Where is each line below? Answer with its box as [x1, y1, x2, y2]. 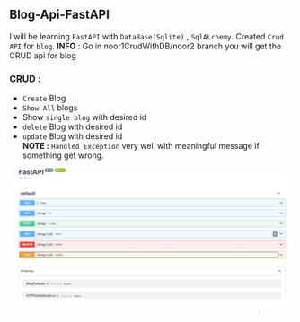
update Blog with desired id [22, 131, 123, 142]
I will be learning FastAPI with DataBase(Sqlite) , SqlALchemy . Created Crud [9, 30, 285, 41]
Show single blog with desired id [22, 112, 147, 123]
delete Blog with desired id [22, 121, 123, 133]
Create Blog [22, 93, 66, 104]
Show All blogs [22, 102, 78, 113]
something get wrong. [22, 150, 105, 161]
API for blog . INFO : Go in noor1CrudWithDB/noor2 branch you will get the [9, 40, 282, 51]
